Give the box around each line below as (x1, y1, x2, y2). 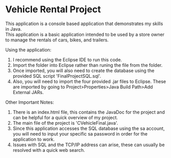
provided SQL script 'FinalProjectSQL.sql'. (12, 73, 101, 79)
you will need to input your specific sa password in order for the (12, 130, 148, 137)
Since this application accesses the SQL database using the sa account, (12, 125, 165, 131)
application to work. (12, 136, 55, 142)
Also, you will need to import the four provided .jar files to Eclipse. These (12, 78, 166, 84)
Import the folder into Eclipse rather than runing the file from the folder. (12, 62, 163, 68)
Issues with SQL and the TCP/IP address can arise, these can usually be (12, 142, 165, 148)
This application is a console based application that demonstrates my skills (5, 20, 163, 27)
